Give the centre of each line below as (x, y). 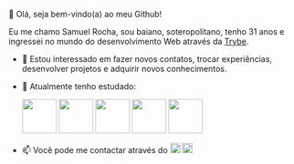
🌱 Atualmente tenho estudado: (79, 86)
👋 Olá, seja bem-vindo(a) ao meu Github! (85, 14)
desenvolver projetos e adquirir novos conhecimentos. (124, 69)
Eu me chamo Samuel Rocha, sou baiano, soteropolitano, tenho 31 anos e (147, 31)
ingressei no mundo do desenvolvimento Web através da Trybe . (129, 41)
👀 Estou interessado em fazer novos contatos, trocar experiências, (147, 59)
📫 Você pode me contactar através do (94, 150)
